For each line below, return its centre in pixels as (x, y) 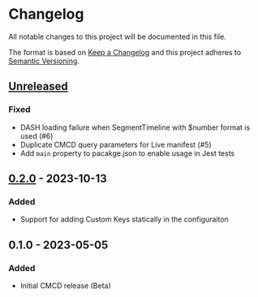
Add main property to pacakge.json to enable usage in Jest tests (127, 153)
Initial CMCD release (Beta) (65, 286)
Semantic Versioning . (44, 61)
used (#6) (37, 136)
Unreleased (39, 86)
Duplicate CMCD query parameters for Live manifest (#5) (116, 144)
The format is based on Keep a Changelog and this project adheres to (125, 52)
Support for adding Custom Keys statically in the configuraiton (124, 219)
